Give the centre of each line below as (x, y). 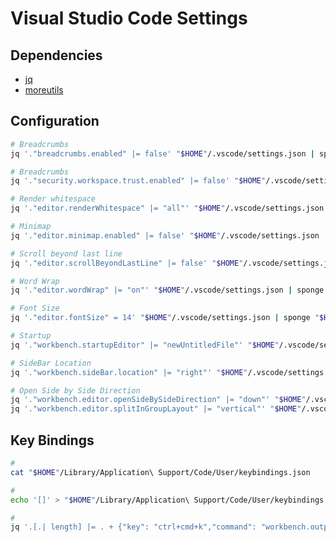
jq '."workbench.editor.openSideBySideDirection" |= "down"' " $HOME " (158, 400)
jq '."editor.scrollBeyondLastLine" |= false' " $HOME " (127, 263)
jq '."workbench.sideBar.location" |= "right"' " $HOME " (129, 372)
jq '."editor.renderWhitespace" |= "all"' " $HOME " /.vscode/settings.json (167, 208)
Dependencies (56, 55)
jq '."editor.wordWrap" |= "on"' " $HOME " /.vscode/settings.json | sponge (167, 290)
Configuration (55, 121)
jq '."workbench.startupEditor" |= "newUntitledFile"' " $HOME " (145, 345)
